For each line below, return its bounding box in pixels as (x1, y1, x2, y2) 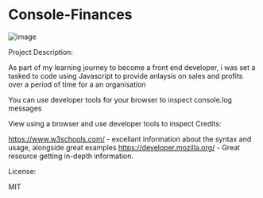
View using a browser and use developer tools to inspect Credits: (8, 118, 222, 128)
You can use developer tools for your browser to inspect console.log (8, 95, 233, 104)
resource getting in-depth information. (8, 151, 133, 161)
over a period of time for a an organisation (8, 80, 146, 89)
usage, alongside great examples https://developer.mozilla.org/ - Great (8, 142, 241, 152)
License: (8, 166, 37, 176)
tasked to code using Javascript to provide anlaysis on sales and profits (8, 71, 243, 80)
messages (8, 103, 42, 113)
